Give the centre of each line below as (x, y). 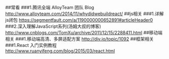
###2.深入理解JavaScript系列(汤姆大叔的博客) (53, 26)
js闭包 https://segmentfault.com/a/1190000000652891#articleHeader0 (79, 20)
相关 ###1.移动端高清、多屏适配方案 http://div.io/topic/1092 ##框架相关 (79, 39)
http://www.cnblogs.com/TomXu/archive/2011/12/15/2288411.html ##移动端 (84, 33)
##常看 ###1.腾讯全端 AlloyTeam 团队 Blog (50, 7)
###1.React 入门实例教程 (31, 45)
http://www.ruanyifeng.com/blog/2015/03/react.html (60, 51)
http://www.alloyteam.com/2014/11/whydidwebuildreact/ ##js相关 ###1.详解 (84, 14)
